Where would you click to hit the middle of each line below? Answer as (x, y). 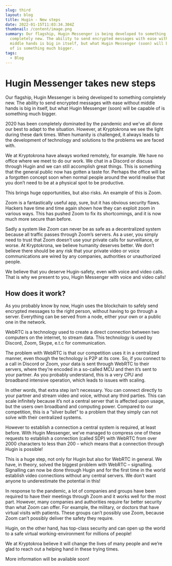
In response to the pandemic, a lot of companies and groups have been (81, 491)
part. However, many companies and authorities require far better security (84, 502)
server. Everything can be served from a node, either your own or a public (83, 317)
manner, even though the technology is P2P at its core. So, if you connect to (85, 359)
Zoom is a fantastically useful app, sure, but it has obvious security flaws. (83, 203)
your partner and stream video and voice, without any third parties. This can (85, 395)
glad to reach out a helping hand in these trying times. (62, 549)
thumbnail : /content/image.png (39, 29)
